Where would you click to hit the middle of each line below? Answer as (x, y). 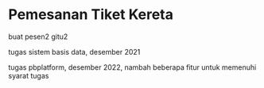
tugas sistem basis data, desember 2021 (74, 52)
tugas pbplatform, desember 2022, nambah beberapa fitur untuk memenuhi (132, 67)
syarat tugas (29, 75)
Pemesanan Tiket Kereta (91, 15)
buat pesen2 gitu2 (38, 36)
